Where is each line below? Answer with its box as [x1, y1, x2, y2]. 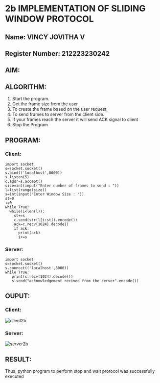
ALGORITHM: [5, 83, 46, 91]
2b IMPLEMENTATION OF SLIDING [5, 3, 146, 14]
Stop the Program [12, 122, 48, 128]
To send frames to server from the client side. [12, 111, 105, 118]
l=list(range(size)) [5, 187, 47, 192]
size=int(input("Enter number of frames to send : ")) [5, 183, 119, 188]
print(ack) [18, 230, 41, 235]
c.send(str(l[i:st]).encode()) [14, 217, 78, 222]
